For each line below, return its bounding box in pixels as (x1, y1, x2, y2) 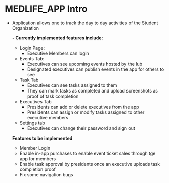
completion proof (19, 166, 56, 172)
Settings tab (19, 120, 45, 126)
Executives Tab (19, 98, 52, 104)
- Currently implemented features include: (12, 35, 103, 41)
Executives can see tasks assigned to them (27, 82, 117, 88)
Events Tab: (19, 55, 45, 61)
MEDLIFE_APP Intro (5, 3, 88, 15)
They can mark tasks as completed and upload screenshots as (27, 87, 158, 94)
